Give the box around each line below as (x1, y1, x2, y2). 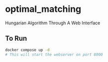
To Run (5, 34, 27, 43)
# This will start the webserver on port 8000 (5, 52, 103, 57)
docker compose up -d (5, 47, 50, 53)
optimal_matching (5, 3, 82, 15)
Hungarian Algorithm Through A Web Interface (5, 20, 101, 26)
